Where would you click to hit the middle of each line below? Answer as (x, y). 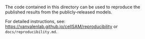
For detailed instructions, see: (35, 21)
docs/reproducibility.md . (31, 32)
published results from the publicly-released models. (59, 12)
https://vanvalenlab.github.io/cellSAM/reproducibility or (61, 26)
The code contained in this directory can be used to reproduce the (73, 7)
